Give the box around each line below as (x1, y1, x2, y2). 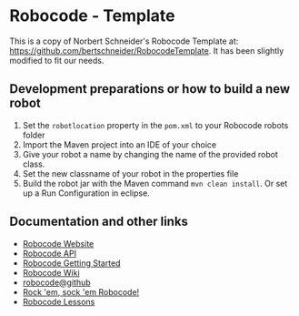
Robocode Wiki (22, 267, 80, 278)
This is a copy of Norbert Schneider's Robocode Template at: (9, 36, 239, 46)
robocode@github (22, 277, 91, 288)
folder (22, 129, 45, 140)
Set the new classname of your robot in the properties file (22, 168, 239, 178)
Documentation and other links (9, 214, 189, 229)
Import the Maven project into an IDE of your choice (22, 138, 217, 150)
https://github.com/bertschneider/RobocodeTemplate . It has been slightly (9, 45, 284, 56)
